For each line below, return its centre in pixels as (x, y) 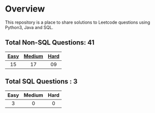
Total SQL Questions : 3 (41, 81)
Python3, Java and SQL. (29, 27)
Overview (25, 9)
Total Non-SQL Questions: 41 (50, 43)
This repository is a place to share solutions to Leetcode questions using (78, 22)
